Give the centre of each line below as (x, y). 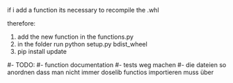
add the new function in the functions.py (75, 37)
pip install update (42, 52)
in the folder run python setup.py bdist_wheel (82, 44)
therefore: (22, 23)
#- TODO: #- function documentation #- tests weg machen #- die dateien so (117, 65)
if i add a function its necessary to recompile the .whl (83, 10)
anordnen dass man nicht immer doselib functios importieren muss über (111, 72)
